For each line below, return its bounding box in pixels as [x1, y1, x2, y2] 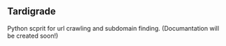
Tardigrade [7, 6, 56, 17]
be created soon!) [7, 31, 59, 40]
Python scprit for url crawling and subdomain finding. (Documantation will [7, 24, 220, 32]
